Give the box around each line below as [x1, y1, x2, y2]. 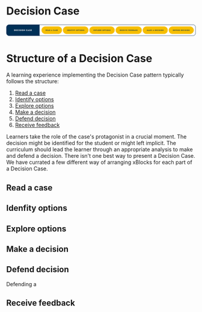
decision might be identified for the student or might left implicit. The [6, 140, 176, 147]
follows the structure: [6, 78, 59, 85]
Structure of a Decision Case [6, 51, 153, 65]
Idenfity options [6, 203, 67, 213]
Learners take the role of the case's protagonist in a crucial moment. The [6, 133, 187, 140]
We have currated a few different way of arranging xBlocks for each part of [6, 158, 192, 166]
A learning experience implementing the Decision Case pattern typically [6, 71, 185, 79]
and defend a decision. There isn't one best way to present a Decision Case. [6, 152, 195, 160]
